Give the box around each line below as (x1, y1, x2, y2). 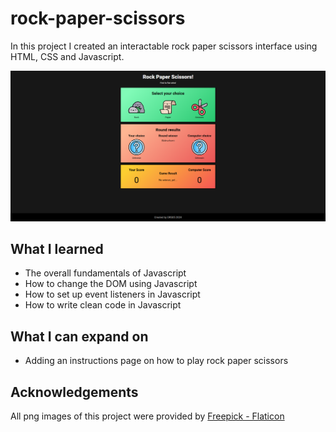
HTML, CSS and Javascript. (10, 50, 125, 62)
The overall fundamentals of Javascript (24, 267, 187, 279)
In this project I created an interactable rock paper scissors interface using (10, 40, 318, 52)
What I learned (10, 241, 104, 257)
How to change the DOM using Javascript (24, 278, 198, 290)
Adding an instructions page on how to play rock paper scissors (24, 355, 289, 367)
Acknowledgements (10, 383, 139, 401)
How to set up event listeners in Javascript (24, 288, 201, 301)
